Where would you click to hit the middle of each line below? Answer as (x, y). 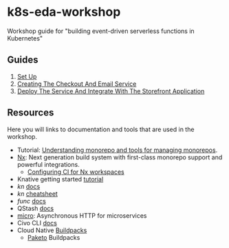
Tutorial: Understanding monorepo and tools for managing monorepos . (117, 150)
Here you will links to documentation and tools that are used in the (101, 129)
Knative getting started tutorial (60, 179)
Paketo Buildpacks (54, 237)
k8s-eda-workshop (64, 12)
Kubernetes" (25, 38)
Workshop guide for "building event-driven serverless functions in (101, 31)
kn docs (29, 186)
